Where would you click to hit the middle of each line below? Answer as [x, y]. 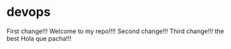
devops [29, 12]
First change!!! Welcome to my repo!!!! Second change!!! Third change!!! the [115, 31]
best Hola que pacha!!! [39, 38]
